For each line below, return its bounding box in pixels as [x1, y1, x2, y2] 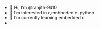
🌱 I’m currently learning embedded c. [9, 15, 86, 20]
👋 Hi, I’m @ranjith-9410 [9, 5, 57, 10]
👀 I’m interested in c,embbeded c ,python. [9, 10, 96, 15]
